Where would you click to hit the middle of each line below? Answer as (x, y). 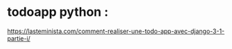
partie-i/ (19, 38)
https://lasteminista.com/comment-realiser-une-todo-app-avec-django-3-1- (116, 31)
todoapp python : (58, 12)
